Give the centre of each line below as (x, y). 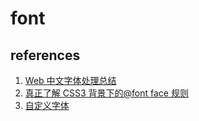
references (45, 55)
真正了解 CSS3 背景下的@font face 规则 (106, 93)
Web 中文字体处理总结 (70, 80)
